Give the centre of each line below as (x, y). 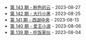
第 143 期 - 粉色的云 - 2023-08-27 (45, 7)
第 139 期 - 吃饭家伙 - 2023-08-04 (45, 32)
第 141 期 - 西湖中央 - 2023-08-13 (44, 20)
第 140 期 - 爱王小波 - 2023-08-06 (45, 26)
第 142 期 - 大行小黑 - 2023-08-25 (45, 13)
